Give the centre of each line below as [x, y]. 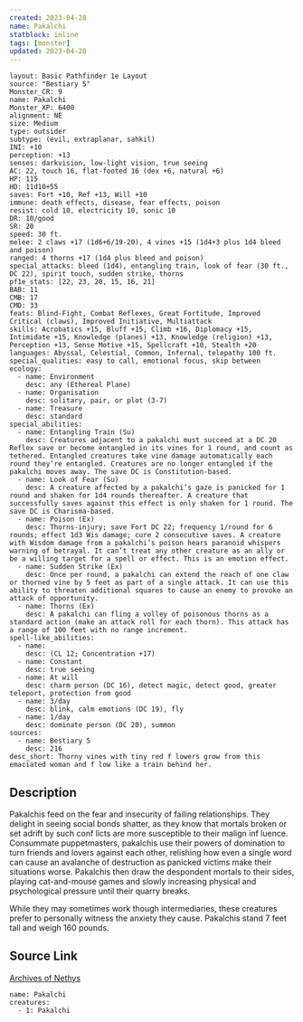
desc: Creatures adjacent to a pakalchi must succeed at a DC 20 [151, 440]
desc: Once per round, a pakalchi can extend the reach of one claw [157, 575]
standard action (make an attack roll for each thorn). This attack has [149, 622]
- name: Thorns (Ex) [56, 607]
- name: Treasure [50, 409]
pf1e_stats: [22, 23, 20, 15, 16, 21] [82, 282]
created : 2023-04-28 [48, 18]
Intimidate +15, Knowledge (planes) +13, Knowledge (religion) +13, [141, 337]
